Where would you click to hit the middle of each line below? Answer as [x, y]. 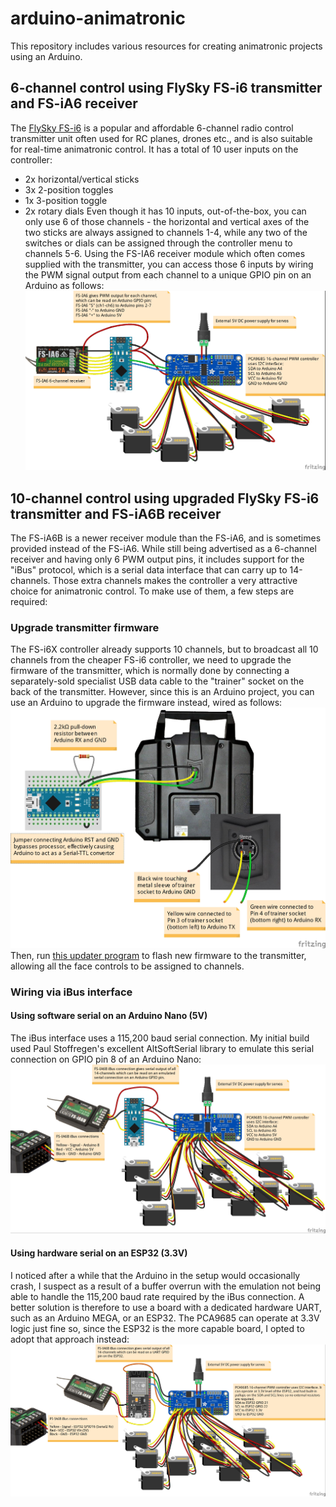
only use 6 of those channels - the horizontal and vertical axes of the [167, 221]
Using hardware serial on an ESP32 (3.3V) [99, 1253]
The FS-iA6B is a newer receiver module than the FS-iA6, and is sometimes [166, 538]
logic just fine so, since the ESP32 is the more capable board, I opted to [157, 1328]
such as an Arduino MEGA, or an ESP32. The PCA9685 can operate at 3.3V [165, 1318]
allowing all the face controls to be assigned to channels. [127, 966]
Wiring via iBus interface [71, 992]
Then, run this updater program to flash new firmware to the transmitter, [158, 955]
